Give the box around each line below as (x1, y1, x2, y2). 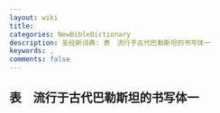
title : (9, 22, 34, 30)
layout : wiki (9, 13, 59, 22)
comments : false (9, 55, 70, 64)
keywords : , (9, 47, 54, 56)
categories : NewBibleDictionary (9, 30, 131, 39)
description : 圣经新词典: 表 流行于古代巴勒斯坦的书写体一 (9, 38, 212, 48)
